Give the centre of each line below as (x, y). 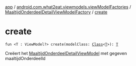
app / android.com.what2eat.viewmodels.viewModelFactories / (68, 7)
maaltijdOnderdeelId (25, 58)
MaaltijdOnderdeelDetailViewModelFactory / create (56, 12)
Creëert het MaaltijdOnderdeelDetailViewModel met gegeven (66, 53)
